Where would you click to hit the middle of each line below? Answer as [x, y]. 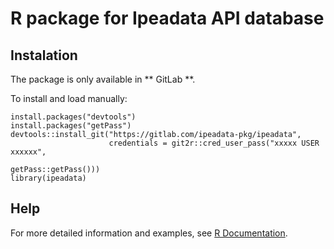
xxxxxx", [28, 152]
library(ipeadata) [48, 178]
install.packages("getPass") [71, 126]
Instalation [44, 55]
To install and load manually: [69, 98]
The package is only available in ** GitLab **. [103, 79]
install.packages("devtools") [73, 117]
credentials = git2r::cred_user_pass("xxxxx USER [214, 143]
